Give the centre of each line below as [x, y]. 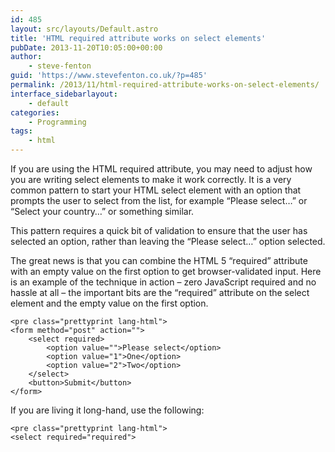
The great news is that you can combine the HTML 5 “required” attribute [159, 260]
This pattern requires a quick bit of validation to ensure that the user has [159, 230]
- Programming [57, 122]
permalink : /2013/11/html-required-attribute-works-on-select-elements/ [165, 85]
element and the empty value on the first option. [109, 303]
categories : [35, 112]
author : [26, 57]
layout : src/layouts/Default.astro [84, 29]
